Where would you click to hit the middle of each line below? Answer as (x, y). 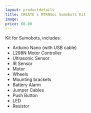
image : (12, 19)
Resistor (21, 106)
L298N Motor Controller (37, 53)
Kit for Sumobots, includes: (33, 38)
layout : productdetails (30, 10)
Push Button (25, 95)
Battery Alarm (26, 85)
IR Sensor (22, 63)
